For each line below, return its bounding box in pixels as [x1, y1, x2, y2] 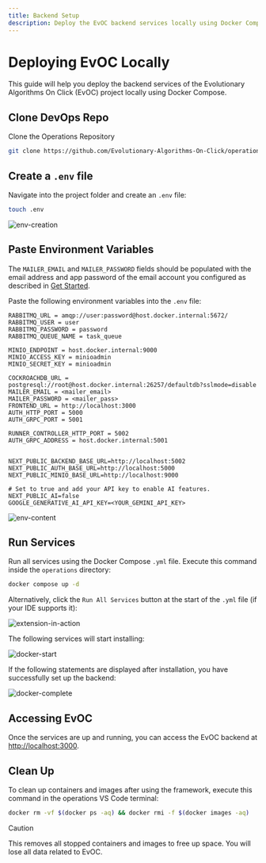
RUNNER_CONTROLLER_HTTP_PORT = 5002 [8, 429, 129, 437]
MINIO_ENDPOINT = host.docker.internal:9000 [8, 346, 158, 354]
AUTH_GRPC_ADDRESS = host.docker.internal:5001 [8, 436, 169, 444]
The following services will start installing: [8, 634, 145, 643]
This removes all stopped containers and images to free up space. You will [8, 838, 251, 848]
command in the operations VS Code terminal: [8, 793, 159, 803]
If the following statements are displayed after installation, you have [8, 665, 228, 674]
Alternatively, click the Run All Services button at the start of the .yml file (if [8, 595, 257, 604]
